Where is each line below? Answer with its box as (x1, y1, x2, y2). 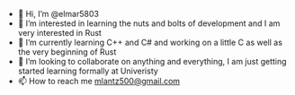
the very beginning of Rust (17, 47, 117, 57)
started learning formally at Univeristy (17, 65, 159, 76)
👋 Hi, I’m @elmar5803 (17, 9, 99, 19)
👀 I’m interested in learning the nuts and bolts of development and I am (17, 18, 281, 29)
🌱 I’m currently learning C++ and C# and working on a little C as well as (17, 37, 283, 47)
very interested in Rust (17, 28, 102, 38)
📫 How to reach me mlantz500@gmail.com (17, 76, 181, 86)
